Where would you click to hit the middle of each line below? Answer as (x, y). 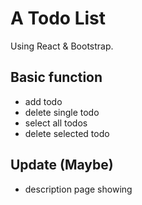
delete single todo (62, 112)
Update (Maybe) (62, 165)
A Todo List (58, 18)
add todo (43, 101)
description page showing (78, 189)
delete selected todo (67, 133)
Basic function (56, 77)
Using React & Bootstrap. (62, 46)
